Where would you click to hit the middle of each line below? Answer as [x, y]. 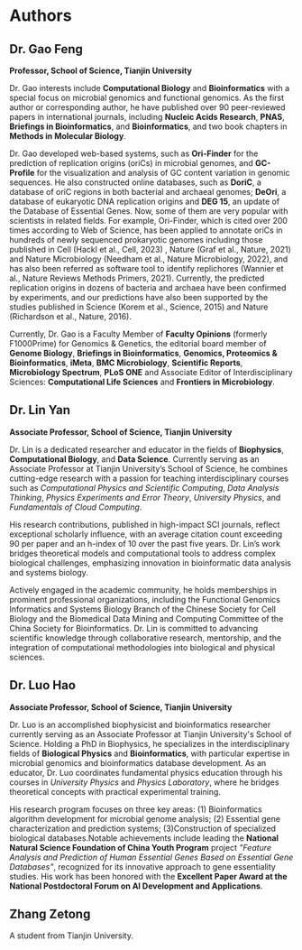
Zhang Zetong [50, 914]
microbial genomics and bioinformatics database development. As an [138, 762]
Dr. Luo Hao [43, 685]
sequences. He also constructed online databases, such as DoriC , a [135, 182]
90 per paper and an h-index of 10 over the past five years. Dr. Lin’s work [145, 543]
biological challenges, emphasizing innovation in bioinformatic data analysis [150, 563]
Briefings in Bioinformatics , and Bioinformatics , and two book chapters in [148, 126]
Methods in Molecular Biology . [68, 136]
